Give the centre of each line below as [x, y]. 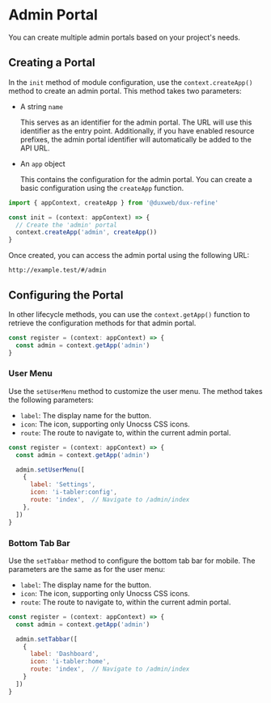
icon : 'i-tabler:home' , [70, 662]
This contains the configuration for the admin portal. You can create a [136, 179]
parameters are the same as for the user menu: [87, 569]
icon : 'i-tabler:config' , [73, 492]
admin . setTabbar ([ [47, 639]
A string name [41, 106]
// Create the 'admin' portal [66, 225]
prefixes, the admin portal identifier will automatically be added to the [136, 139]
